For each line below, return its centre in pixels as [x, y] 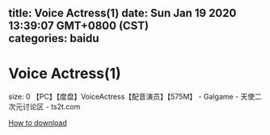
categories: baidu [54, 38]
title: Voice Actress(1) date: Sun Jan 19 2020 [122, 13]
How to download [38, 123]
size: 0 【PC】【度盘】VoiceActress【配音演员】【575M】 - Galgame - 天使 [132, 97]
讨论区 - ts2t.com [51, 107]
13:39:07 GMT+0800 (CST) [79, 26]
